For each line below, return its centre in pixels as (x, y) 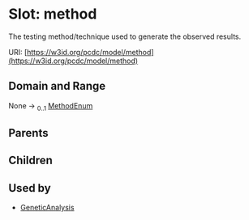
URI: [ (18, 52)
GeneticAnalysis (47, 208)
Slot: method (53, 14)
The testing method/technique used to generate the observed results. (125, 36)
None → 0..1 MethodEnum (51, 106)
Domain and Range (57, 86)
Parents (28, 133)
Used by (30, 188)
